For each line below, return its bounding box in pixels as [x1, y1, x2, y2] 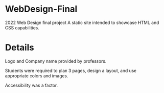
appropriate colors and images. [5, 72, 69, 79]
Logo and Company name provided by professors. [5, 58, 107, 64]
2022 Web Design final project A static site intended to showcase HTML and [5, 20, 159, 25]
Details [5, 42, 34, 53]
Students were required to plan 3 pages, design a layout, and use [5, 68, 137, 73]
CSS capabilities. [5, 24, 39, 30]
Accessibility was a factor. [5, 82, 58, 88]
